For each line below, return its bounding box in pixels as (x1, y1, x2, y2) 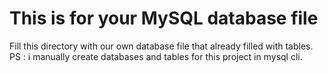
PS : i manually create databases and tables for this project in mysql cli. (9, 50, 303, 62)
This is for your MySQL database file (9, 7, 319, 30)
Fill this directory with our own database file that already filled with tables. (9, 40, 314, 52)
